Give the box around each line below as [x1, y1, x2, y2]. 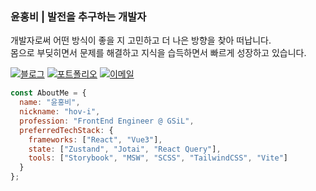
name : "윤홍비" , [19, 98, 81, 108]
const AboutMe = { [10, 88, 87, 98]
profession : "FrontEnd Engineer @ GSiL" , [19, 116, 195, 126]
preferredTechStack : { [19, 125, 114, 135]
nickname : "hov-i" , [19, 107, 101, 117]
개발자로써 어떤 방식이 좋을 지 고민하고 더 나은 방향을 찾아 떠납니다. [10, 34, 272, 47]
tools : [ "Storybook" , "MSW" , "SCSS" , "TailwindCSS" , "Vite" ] [28, 153, 289, 163]
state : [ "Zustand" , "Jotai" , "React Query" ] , [28, 144, 222, 154]
